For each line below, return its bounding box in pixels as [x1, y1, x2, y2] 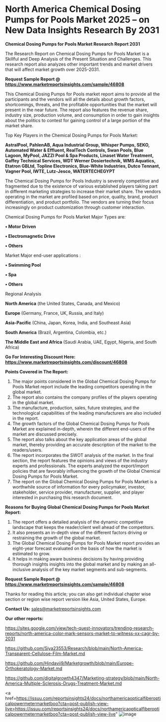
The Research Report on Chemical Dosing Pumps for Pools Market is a [5, 51, 150, 57]
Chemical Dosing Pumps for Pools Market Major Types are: [5, 214, 126, 219]
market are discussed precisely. [12, 431, 78, 437]
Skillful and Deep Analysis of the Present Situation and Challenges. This [5, 56, 152, 62]
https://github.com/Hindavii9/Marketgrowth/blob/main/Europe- [5, 660, 134, 666]
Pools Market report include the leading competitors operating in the [12, 383, 153, 389]
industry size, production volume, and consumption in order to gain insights [5, 112, 160, 118]
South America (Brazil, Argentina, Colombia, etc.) [5, 329, 107, 335]
